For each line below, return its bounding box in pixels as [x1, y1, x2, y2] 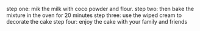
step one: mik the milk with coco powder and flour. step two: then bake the [6, 5, 194, 12]
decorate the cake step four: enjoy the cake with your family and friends [6, 18, 188, 25]
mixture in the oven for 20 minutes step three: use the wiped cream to [6, 12, 182, 19]
